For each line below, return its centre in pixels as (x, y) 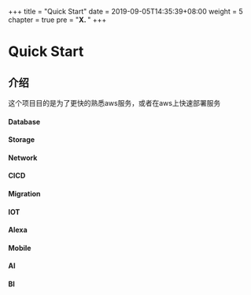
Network (23, 158)
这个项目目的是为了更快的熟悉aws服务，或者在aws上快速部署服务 (114, 103)
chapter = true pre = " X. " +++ (57, 20)
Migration (24, 193)
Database (24, 121)
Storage (22, 140)
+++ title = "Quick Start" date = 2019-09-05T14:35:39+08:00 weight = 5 (126, 11)
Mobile (20, 248)
